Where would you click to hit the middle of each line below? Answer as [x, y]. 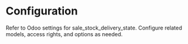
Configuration [42, 11]
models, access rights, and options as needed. [64, 34]
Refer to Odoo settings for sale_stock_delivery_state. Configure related [94, 28]
